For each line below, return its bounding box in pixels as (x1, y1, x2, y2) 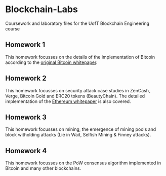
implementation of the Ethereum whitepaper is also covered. (5, 98, 131, 104)
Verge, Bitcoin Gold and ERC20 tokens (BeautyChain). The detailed (5, 93, 145, 99)
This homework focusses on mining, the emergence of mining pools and (5, 126, 156, 132)
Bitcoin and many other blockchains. (5, 165, 81, 171)
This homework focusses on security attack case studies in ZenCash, (5, 87, 150, 93)
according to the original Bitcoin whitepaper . (5, 59, 98, 65)
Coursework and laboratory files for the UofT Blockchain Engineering (5, 20, 150, 26)
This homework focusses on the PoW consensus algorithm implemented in (5, 160, 161, 166)
